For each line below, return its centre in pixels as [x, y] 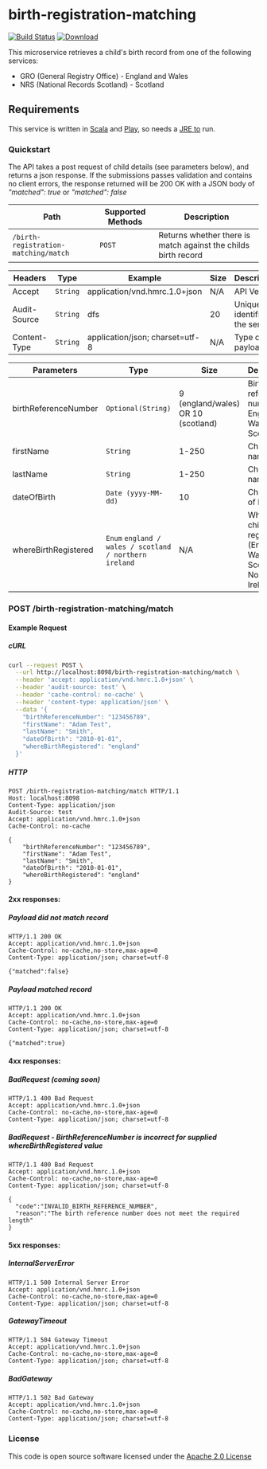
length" [21, 1220]
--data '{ [31, 709]
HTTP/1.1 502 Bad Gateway [51, 1398]
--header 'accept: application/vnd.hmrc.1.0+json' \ [104, 680]
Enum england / [133, 539]
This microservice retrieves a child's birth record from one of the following [130, 52]
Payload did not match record [58, 918]
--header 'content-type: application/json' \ [92, 702]
